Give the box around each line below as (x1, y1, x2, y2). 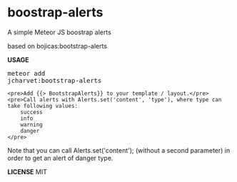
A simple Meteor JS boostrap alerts (7, 28, 112, 36)
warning (20, 121, 43, 128)
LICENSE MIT (7, 167, 48, 176)
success (20, 108, 43, 116)
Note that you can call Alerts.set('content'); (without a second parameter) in (7, 146, 231, 154)
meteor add (7, 69, 46, 77)
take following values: (7, 102, 79, 109)
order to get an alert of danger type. (7, 153, 114, 162)
